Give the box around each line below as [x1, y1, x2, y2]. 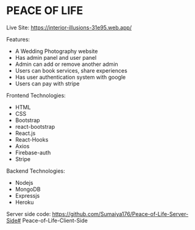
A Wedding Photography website [15, 47, 98, 55]
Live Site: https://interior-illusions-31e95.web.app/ [6, 24, 132, 31]
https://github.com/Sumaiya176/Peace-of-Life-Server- [52, 210, 189, 217]
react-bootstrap [15, 123, 55, 130]
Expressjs [15, 192, 40, 199]
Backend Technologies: [6, 167, 65, 174]
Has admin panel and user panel [15, 54, 97, 61]
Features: [6, 35, 30, 43]
